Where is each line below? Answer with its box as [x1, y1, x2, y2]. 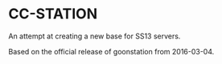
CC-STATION [8, 5, 98, 23]
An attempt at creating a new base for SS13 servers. [8, 31, 181, 41]
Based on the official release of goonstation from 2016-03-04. [8, 46, 215, 56]
